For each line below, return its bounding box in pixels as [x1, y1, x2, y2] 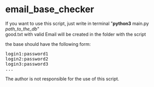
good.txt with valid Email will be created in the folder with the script [5, 31, 146, 37]
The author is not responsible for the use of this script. [5, 75, 119, 82]
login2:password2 [5, 56, 48, 62]
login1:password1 [5, 51, 48, 56]
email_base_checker [5, 4, 95, 15]
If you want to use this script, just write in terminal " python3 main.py [5, 20, 149, 26]
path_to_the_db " [5, 25, 40, 32]
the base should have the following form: [5, 41, 91, 47]
